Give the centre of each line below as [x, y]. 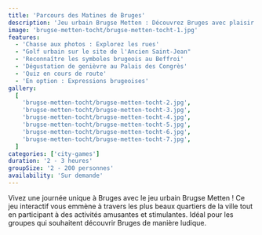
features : [24, 37]
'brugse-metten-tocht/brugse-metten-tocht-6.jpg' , [107, 132]
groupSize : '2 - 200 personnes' [61, 168]
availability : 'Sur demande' [56, 176]
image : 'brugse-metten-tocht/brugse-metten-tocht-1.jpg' [103, 30]
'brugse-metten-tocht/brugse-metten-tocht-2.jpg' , [107, 103]
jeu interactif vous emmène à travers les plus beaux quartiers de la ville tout [131, 206]
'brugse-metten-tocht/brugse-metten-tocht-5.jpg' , [107, 125]
